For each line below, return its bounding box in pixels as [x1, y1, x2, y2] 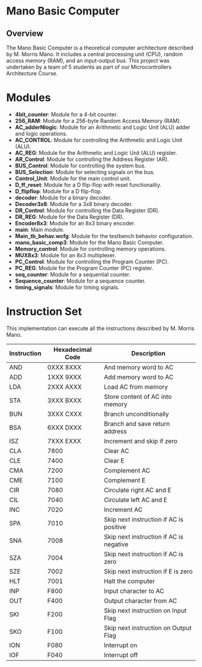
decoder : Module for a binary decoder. [14, 194, 112, 201]
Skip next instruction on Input [103, 606, 187, 615]
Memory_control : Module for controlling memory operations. [14, 245, 167, 252]
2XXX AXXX [47, 383, 82, 391]
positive [103, 522, 126, 531]
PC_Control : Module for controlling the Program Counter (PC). [14, 258, 170, 265]
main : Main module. [14, 226, 65, 233]
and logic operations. [14, 130, 68, 137]
